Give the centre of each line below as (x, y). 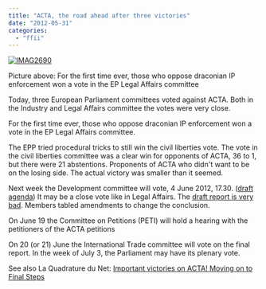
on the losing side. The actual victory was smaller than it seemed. (116, 173)
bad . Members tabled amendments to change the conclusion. (109, 205)
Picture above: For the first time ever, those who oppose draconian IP (122, 76)
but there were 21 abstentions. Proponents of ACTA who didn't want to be (129, 165)
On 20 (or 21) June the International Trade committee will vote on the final (129, 244)
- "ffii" (30, 38)
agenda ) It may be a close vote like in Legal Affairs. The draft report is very (131, 197)
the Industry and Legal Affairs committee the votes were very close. (119, 108)
